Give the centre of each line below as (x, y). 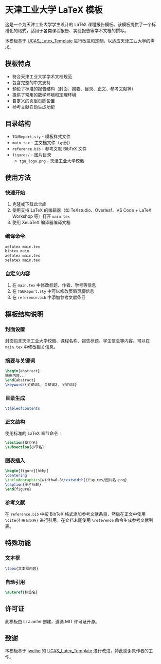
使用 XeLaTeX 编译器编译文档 (41, 223)
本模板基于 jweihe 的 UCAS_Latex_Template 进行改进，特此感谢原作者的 (77, 651)
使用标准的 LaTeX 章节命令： (34, 434)
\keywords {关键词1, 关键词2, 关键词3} (41, 385)
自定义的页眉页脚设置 (33, 101)
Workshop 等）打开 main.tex (41, 216)
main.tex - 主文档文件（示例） (42, 142)
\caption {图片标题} (23, 484)
